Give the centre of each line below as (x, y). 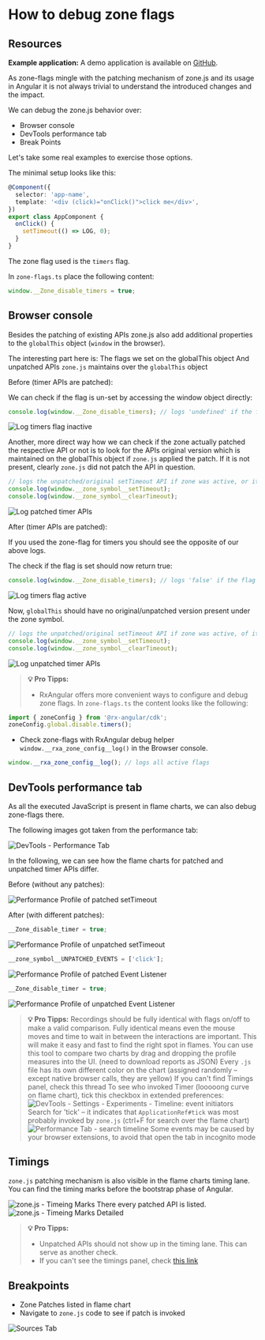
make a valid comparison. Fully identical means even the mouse (131, 1028)
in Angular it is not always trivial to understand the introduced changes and (130, 86)
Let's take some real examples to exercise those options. (101, 157)
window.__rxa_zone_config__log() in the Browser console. (114, 748)
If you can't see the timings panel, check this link (119, 1261)
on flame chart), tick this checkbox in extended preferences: (126, 1095)
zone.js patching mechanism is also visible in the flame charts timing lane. (129, 1181)
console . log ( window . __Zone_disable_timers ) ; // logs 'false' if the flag (132, 581)
